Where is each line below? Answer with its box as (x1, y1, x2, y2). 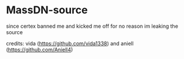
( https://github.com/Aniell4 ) (6, 46, 73, 53)
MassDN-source (6, 3, 88, 17)
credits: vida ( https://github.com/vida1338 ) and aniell (6, 40, 134, 47)
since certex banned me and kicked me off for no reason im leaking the (6, 23, 179, 30)
